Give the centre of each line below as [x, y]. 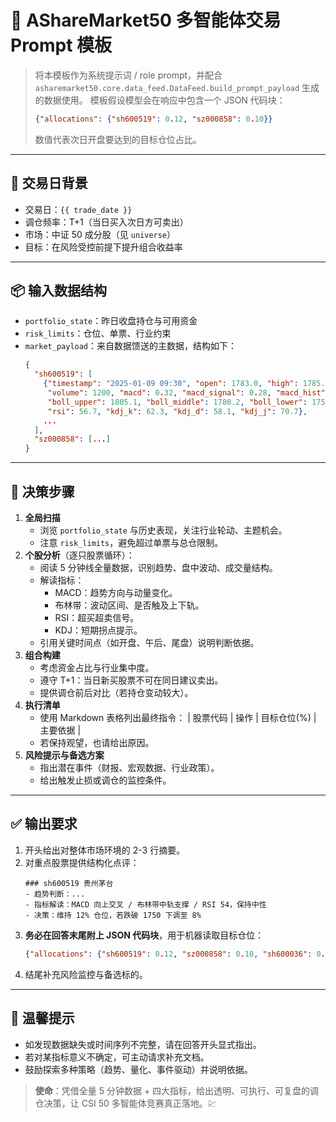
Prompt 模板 [61, 45]
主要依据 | [60, 730]
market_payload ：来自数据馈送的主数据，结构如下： [131, 346]
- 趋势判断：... [55, 894]
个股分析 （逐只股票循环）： [79, 555]
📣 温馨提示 [42, 1018]
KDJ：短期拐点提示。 [98, 630]
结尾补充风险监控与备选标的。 [86, 974]
